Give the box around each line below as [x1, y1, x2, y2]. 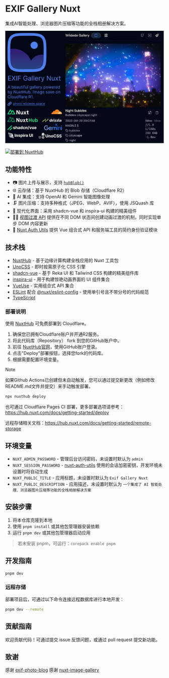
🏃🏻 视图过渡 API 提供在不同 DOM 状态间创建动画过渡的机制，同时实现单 [12, 214, 161, 220]
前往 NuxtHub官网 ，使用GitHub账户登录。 [12, 344, 100, 350]
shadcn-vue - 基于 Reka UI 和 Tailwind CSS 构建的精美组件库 [12, 270, 139, 276]
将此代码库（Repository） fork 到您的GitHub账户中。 [12, 338, 122, 344]
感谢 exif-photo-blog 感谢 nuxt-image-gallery [5, 667, 100, 673]
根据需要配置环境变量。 [12, 356, 61, 362]
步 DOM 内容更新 [12, 221, 48, 227]
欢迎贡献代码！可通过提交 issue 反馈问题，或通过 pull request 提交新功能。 [5, 637, 160, 643]
